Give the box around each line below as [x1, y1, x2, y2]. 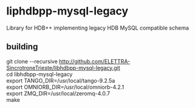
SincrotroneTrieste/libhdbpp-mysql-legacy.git [6, 64, 120, 71]
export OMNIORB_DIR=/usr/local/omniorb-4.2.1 [6, 83, 125, 91]
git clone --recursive [6, 57, 58, 65]
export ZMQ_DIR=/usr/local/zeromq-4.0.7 [6, 89, 111, 97]
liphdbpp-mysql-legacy [6, 4, 129, 18]
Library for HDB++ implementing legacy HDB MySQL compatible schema [6, 24, 190, 31]
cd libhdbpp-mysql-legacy [6, 71, 73, 78]
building [6, 42, 38, 52]
